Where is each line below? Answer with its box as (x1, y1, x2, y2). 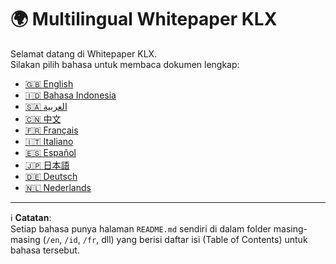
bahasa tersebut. (10, 244, 80, 256)
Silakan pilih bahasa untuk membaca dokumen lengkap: (10, 58, 240, 70)
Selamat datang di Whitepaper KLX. (10, 47, 158, 60)
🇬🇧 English (24, 77, 74, 90)
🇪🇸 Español (24, 146, 77, 158)
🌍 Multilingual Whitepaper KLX (10, 8, 278, 31)
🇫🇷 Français (24, 124, 79, 136)
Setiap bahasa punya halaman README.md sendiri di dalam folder (10, 222, 272, 235)
